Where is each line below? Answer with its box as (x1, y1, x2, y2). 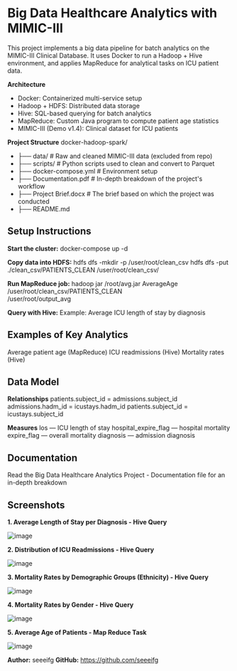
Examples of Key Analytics (7, 329, 129, 341)
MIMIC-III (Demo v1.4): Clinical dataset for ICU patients (17, 124, 179, 132)
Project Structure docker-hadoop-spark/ (7, 137, 128, 147)
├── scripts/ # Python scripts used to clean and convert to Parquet (17, 159, 215, 168)
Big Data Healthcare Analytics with (7, 5, 218, 21)
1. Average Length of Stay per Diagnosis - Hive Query (7, 518, 167, 526)
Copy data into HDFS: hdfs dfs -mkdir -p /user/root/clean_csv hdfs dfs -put (7, 258, 229, 266)
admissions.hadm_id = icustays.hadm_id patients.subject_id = (7, 402, 188, 411)
